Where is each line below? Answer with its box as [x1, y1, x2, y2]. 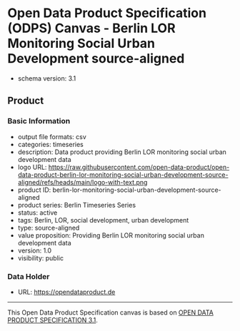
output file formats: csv [17, 132, 87, 141]
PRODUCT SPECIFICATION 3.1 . [7, 315, 99, 324]
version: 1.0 [17, 246, 52, 255]
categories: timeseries [17, 140, 84, 148]
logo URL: [17, 163, 47, 171]
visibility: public [17, 253, 64, 262]
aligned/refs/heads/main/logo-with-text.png [17, 178, 148, 186]
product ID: [17, 185, 51, 194]
